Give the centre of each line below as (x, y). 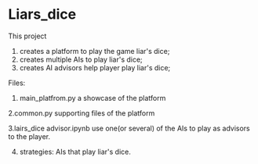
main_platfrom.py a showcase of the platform (93, 98)
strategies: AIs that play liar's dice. (75, 152)
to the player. (29, 136)
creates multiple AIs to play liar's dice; (81, 59)
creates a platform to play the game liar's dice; (94, 51)
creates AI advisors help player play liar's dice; (95, 67)
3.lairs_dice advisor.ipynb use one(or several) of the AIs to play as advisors (129, 128)
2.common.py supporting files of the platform (82, 113)
